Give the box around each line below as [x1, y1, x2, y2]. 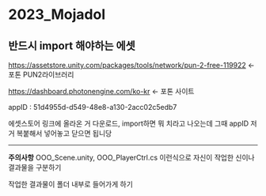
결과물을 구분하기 [8, 163, 62, 171]
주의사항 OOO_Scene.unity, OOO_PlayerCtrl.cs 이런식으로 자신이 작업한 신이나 [8, 153, 255, 162]
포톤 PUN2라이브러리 [8, 70, 74, 79]
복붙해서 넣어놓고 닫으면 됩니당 [16, 129, 112, 138]
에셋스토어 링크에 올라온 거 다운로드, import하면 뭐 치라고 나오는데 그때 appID [8, 119, 249, 128]
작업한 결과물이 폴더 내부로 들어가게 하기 [8, 179, 133, 189]
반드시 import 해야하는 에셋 [8, 39, 136, 52]
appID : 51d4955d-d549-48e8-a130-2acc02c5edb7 [8, 103, 177, 111]
